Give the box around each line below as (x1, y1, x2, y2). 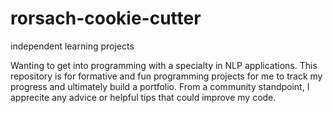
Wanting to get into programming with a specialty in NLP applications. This (10, 59, 318, 71)
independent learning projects (10, 40, 135, 52)
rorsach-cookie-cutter (10, 7, 202, 30)
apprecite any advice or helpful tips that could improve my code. (10, 91, 277, 103)
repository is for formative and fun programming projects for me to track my (10, 70, 323, 82)
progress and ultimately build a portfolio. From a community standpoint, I (10, 80, 310, 92)
